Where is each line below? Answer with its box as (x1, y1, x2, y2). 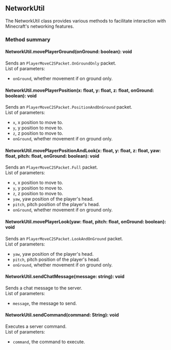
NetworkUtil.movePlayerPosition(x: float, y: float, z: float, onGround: (5, 87, 154, 93)
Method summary (5, 36, 51, 43)
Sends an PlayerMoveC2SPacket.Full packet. (5, 164, 98, 171)
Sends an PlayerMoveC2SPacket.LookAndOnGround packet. (5, 235, 124, 241)
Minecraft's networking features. (5, 23, 74, 29)
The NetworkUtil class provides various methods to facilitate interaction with (5, 17, 166, 24)
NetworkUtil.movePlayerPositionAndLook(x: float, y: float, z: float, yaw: (5, 147, 161, 153)
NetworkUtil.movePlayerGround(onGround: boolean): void (5, 49, 132, 55)
